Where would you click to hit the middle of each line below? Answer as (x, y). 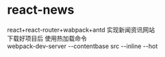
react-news (41, 10)
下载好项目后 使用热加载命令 (47, 38)
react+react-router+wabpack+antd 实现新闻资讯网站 (81, 30)
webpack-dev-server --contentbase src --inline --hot (82, 46)
